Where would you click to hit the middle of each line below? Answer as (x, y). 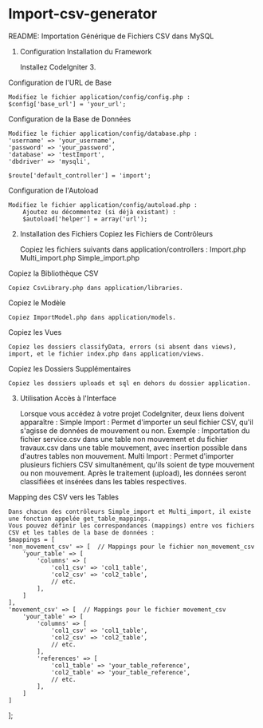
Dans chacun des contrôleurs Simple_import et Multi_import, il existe (130, 511)
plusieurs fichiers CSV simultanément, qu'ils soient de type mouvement (137, 464)
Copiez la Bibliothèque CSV (53, 273)
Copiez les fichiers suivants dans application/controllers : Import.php (133, 249)
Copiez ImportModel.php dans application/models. (92, 317)
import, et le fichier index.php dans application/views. (106, 354)
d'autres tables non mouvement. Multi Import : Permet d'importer (127, 455)
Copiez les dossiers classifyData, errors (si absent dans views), (123, 347)
